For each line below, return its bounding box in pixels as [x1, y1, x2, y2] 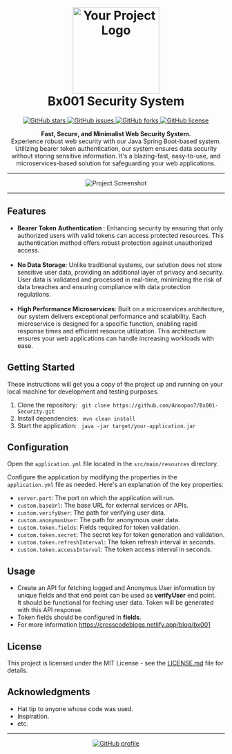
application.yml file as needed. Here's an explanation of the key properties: [7, 481, 224, 489]
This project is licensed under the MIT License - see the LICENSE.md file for [7, 659, 224, 667]
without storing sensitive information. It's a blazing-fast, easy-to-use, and [11, 151, 221, 160]
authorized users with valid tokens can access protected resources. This [17, 231, 224, 239]
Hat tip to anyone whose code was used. [17, 704, 133, 712]
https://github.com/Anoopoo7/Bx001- [113, 402, 219, 409]
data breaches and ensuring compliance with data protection [17, 282, 191, 291]
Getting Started [7, 362, 75, 374]
